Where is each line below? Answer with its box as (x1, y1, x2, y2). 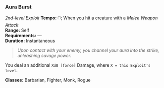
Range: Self (5, 27, 30, 33)
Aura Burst (5, 3, 32, 10)
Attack (5, 22, 19, 28)
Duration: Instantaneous (5, 38, 55, 44)
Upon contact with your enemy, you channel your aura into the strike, (17, 47, 160, 53)
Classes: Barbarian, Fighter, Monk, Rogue (5, 77, 91, 83)
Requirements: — (5, 33, 42, 39)
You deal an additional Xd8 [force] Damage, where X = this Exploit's (5, 62, 151, 68)
